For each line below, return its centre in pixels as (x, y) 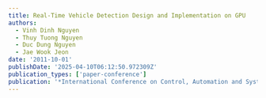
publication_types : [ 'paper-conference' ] (78, 74)
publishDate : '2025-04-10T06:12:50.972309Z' (83, 67)
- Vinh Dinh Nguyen (47, 30)
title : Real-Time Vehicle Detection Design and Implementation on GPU (127, 15)
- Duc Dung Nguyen (46, 45)
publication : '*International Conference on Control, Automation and (125, 81)
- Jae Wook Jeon (42, 52)
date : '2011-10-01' (40, 60)
